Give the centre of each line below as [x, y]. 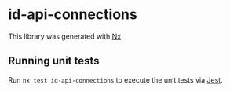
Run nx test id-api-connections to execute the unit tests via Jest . [115, 79]
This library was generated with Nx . [66, 36]
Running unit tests [54, 61]
